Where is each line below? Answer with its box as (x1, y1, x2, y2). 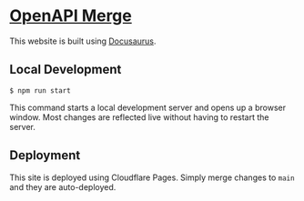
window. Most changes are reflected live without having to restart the (9, 111, 269, 123)
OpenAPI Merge (9, 5, 132, 26)
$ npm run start (9, 85, 71, 95)
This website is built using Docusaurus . (9, 35, 157, 46)
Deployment (9, 147, 81, 164)
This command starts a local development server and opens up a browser (9, 102, 287, 113)
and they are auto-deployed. (9, 181, 117, 192)
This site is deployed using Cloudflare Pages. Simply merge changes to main (9, 172, 295, 183)
